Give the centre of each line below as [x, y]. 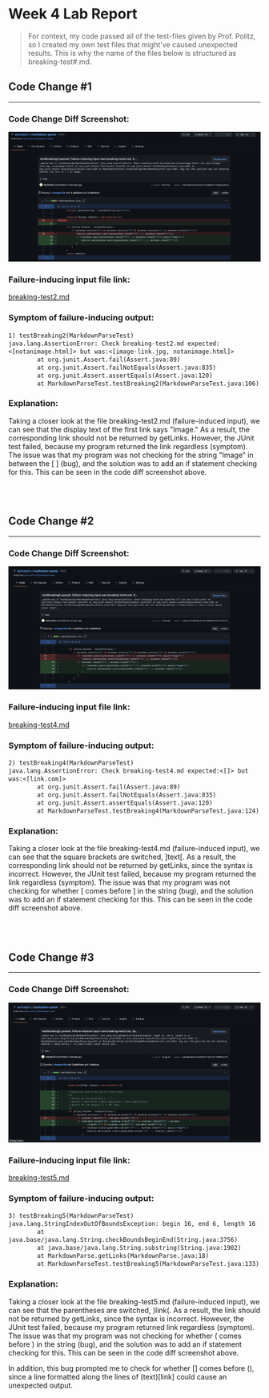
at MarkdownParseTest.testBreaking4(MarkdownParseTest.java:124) [149, 811]
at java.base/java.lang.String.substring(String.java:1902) [139, 1248]
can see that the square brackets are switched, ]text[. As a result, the [122, 857]
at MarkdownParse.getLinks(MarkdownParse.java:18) [123, 1256]
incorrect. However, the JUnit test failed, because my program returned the [132, 874]
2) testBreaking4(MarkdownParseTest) [71, 763]
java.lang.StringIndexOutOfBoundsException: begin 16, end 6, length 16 [132, 1224]
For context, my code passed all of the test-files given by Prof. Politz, [142, 36]
